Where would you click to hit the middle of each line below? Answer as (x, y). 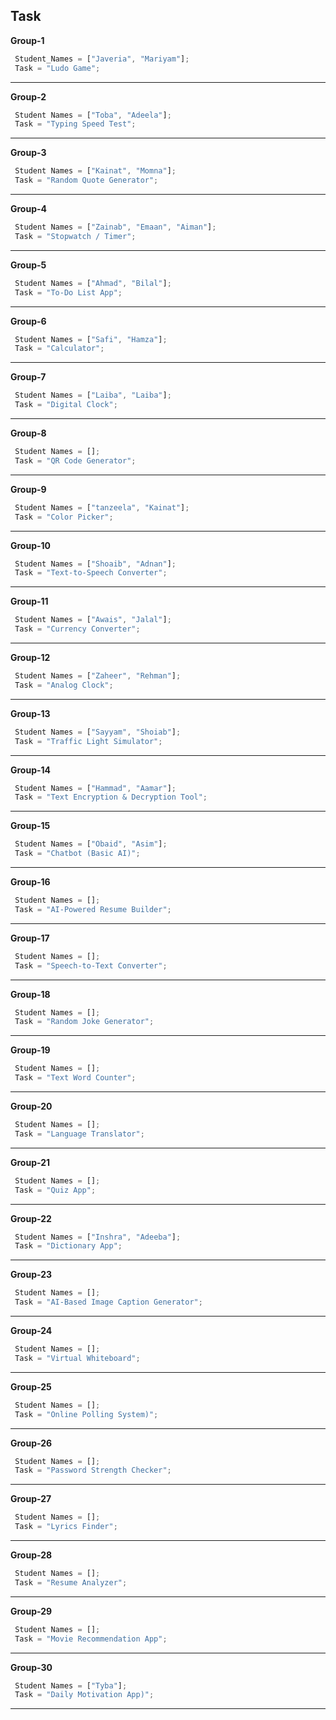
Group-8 (28, 433)
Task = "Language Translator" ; (79, 1134)
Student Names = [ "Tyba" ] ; (71, 1685)
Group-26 (31, 1443)
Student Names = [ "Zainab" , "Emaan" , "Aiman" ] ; (115, 227)
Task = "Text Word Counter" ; (75, 1078)
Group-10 (31, 545)
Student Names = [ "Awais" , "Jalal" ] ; (93, 620)
